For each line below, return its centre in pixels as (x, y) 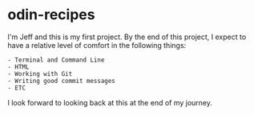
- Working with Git (40, 73)
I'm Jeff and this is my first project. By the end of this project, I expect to (127, 37)
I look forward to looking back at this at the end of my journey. (110, 102)
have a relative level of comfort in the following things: (97, 45)
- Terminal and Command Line (56, 60)
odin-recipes (51, 15)
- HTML (18, 67)
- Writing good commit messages (61, 81)
